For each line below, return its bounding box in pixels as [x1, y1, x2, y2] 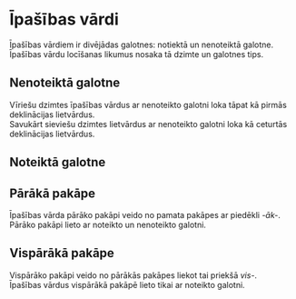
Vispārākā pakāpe [9, 245, 115, 261]
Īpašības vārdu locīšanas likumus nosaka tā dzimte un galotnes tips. [9, 48, 264, 59]
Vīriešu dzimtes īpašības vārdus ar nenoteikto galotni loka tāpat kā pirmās [9, 99, 288, 110]
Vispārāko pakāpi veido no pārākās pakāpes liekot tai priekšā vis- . [9, 269, 257, 281]
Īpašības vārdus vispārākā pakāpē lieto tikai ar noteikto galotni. [9, 279, 245, 290]
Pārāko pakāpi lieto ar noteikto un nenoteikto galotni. [9, 219, 207, 230]
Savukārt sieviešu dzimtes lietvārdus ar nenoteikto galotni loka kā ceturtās [9, 118, 288, 129]
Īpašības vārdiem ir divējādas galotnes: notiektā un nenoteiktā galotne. [9, 39, 274, 50]
